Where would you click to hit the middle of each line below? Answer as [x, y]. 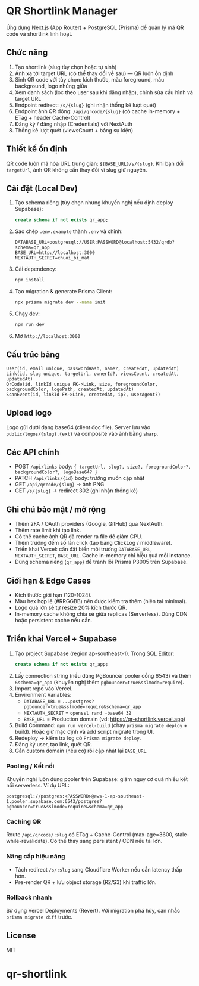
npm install [29, 280]
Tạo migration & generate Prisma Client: [64, 292]
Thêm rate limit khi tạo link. [48, 530]
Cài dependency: [36, 269]
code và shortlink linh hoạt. [40, 33]
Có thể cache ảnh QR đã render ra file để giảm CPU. [78, 537]
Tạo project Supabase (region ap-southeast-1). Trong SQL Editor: [94, 653]
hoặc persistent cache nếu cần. [53, 620]
